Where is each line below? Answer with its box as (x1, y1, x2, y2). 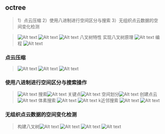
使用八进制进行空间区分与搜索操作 (5, 79, 87, 86)
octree (5, 3, 26, 12)
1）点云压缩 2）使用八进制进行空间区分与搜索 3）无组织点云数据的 (17, 17, 154, 23)
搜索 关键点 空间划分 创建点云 (38, 91, 158, 97)
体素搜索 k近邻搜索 (38, 98, 119, 104)
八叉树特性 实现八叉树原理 (79, 34, 134, 40)
